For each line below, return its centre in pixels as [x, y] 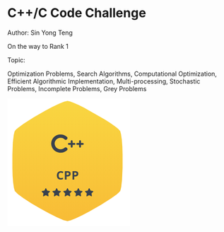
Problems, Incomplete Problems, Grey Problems [77, 88]
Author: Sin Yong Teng [40, 33]
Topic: [17, 60]
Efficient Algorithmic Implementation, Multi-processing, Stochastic [104, 81]
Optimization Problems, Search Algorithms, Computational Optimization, [112, 74]
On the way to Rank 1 [38, 46]
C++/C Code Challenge [77, 13]
